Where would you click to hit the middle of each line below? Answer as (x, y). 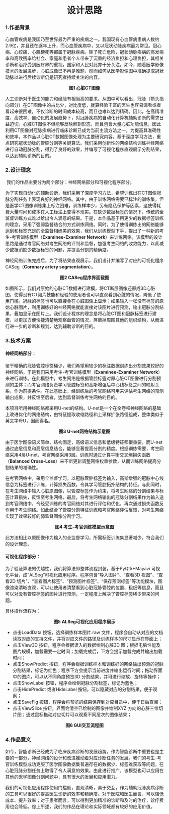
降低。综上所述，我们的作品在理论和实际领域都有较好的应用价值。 (87, 806)
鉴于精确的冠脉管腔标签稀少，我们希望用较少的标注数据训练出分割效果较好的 (84, 366)
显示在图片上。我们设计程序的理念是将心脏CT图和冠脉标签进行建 (90, 313)
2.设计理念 (18, 170)
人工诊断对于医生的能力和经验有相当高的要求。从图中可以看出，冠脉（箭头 (82, 99)
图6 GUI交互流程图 (84, 726)
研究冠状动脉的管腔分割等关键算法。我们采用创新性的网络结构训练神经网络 (87, 143)
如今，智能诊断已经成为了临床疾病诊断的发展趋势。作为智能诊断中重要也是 (82, 752)
